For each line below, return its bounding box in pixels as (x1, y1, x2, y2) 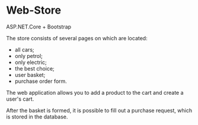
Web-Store (6, 4, 61, 17)
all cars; (14, 46, 34, 53)
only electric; (14, 59, 47, 66)
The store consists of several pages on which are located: (6, 34, 148, 41)
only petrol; (14, 52, 43, 59)
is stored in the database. (6, 113, 68, 120)
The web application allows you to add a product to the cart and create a (6, 89, 184, 96)
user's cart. (6, 95, 34, 102)
